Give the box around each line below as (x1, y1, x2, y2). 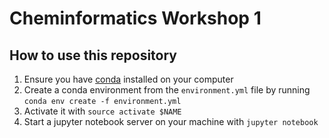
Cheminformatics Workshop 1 (9, 7, 262, 30)
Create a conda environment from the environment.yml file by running (23, 84, 311, 96)
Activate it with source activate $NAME (23, 105, 182, 117)
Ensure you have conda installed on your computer (23, 73, 234, 85)
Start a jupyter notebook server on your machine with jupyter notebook (23, 116, 319, 127)
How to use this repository (9, 47, 178, 64)
